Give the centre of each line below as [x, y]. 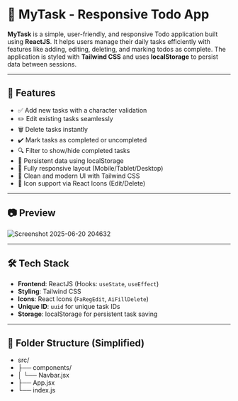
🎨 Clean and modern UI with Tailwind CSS [79, 176]
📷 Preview [32, 213]
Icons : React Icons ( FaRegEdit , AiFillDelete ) [83, 299]
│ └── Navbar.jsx [43, 375]
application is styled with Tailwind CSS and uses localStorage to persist [113, 57]
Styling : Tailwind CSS [49, 292]
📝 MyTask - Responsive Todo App [108, 15]
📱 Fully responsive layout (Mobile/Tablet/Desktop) [90, 168]
